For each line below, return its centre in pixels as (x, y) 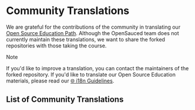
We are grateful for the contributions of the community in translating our (93, 27)
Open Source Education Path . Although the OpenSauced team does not (93, 33)
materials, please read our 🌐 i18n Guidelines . (60, 81)
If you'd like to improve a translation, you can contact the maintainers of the (97, 68)
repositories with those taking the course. (56, 46)
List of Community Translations (65, 100)
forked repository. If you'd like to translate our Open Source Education (91, 74)
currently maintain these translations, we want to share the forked (86, 39)
